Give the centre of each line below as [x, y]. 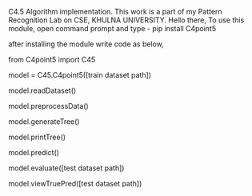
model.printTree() [37, 137]
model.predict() [34, 152]
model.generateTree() [44, 122]
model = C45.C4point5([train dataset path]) [80, 75]
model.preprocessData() [49, 106]
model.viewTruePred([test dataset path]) [75, 184]
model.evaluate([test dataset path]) [66, 168]
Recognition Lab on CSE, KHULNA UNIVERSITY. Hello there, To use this [126, 20]
